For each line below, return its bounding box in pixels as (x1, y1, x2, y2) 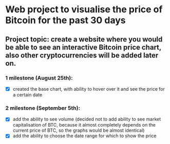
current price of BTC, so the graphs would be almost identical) (12, 127, 145, 134)
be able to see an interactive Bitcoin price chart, (5, 43, 162, 52)
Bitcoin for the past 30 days (5, 14, 126, 26)
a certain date (12, 91, 43, 98)
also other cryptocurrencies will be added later (5, 51, 159, 59)
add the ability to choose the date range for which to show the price (12, 133, 157, 139)
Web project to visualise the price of (5, 4, 163, 15)
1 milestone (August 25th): (5, 74, 73, 81)
